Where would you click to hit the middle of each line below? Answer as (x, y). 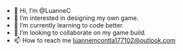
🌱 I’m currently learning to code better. (69, 25)
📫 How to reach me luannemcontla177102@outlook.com (94, 40)
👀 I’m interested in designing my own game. (76, 18)
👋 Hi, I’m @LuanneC (42, 11)
